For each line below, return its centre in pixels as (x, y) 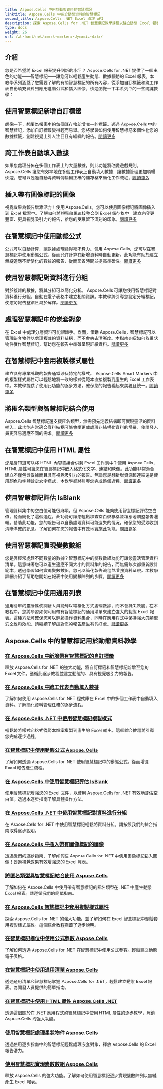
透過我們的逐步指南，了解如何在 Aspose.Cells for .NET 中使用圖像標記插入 (79, 856)
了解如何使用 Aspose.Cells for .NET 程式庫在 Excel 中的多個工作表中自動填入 (81, 699)
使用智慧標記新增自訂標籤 (43, 112)
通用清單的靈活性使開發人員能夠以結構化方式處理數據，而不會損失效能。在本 (81, 606)
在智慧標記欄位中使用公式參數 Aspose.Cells (56, 938)
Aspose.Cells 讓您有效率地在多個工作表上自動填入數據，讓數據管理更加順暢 (80, 172)
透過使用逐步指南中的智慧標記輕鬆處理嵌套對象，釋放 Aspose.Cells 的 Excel (81, 1044)
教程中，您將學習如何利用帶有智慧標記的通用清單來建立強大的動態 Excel (77, 612)
